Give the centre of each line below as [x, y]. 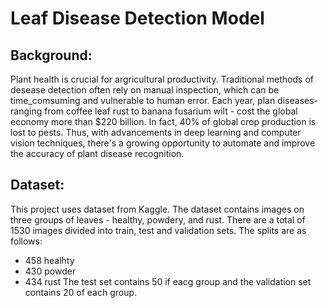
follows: [26, 241]
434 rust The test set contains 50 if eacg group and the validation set [168, 281]
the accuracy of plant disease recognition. [97, 153]
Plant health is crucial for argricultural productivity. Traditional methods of [162, 79]
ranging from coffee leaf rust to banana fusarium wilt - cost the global [154, 111]
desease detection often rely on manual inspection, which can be [145, 90]
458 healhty [49, 260]
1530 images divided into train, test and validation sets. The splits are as [158, 230]
